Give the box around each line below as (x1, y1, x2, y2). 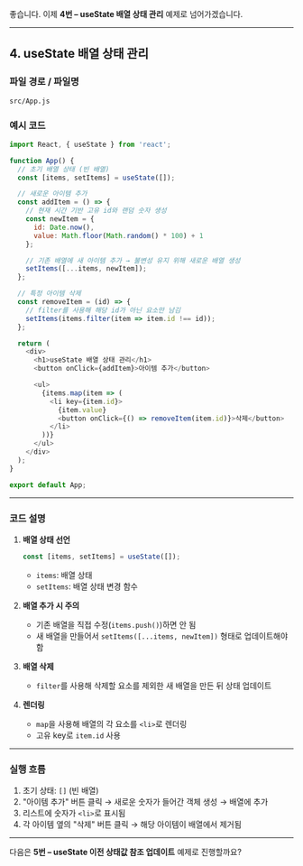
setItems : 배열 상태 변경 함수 (35, 581, 138, 592)
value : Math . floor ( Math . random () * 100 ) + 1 (32, 231, 204, 240)
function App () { (9, 156, 75, 165)
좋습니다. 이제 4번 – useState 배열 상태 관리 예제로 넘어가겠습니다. (9, 9, 243, 19)
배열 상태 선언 (22, 534, 70, 545)
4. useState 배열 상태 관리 (9, 46, 149, 61)
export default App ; (9, 480, 87, 490)
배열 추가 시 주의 (22, 600, 79, 611)
